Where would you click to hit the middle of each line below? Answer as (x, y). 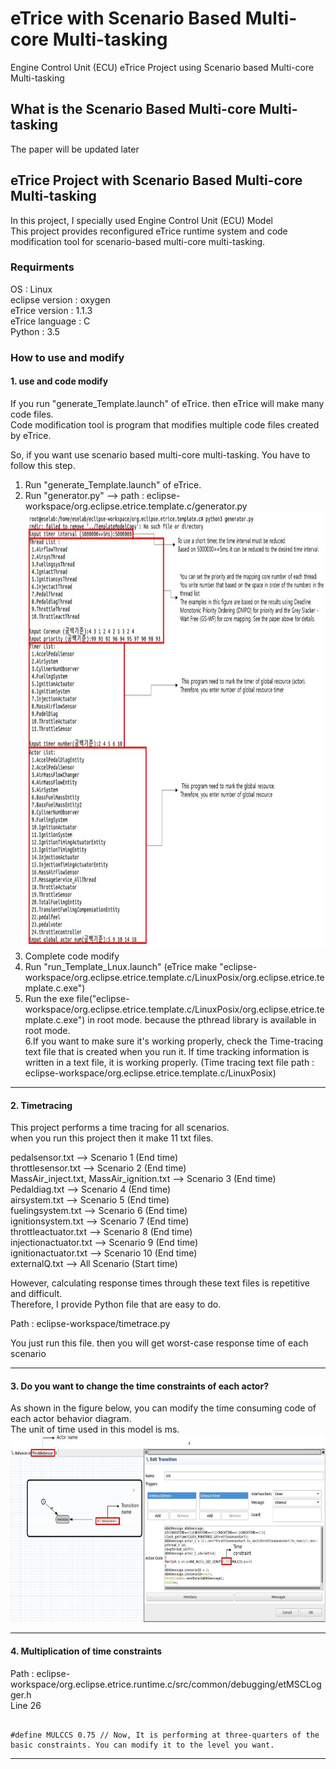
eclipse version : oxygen (60, 299)
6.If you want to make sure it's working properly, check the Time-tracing (174, 1041)
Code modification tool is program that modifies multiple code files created (165, 424)
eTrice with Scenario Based (126, 18)
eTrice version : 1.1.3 (51, 310)
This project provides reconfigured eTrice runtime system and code (149, 231)
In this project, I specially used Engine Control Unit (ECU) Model (141, 220)
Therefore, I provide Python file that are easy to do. (116, 1304)
